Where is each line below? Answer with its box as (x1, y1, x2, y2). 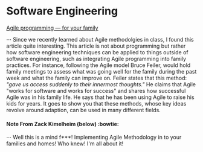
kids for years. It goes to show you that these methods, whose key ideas (6, 100, 187, 107)
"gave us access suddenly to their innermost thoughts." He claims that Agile (6, 80, 196, 88)
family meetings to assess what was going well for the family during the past (6, 68, 197, 75)
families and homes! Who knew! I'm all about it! (6, 140, 124, 147)
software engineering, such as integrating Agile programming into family (6, 55, 186, 62)
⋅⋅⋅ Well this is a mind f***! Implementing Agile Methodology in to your (6, 134, 182, 141)
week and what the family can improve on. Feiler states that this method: (6, 74, 187, 81)
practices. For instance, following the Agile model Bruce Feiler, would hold (6, 62, 191, 69)
